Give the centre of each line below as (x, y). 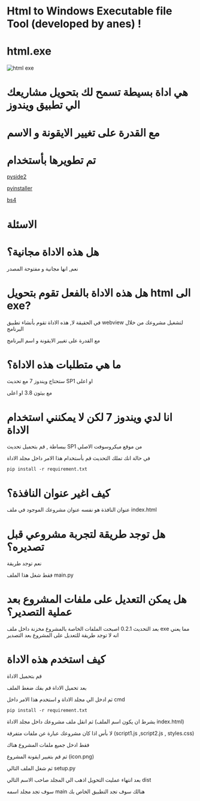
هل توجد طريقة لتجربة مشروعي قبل (86, 534)
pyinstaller (19, 188)
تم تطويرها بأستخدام (51, 160)
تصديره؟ (25, 547)
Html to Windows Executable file (90, 11)
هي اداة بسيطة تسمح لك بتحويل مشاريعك (97, 92)
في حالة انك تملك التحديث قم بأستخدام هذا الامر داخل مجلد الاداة (78, 458)
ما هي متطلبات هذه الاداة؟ (64, 364)
